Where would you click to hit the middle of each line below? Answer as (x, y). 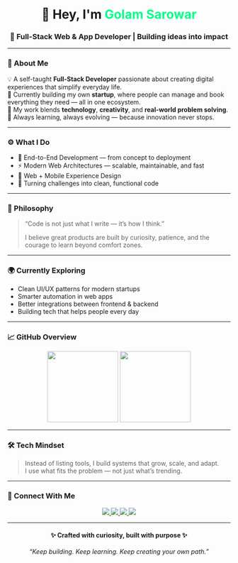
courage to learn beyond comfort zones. (84, 245)
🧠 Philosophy (30, 208)
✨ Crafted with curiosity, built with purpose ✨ (119, 535)
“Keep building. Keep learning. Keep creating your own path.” (119, 551)
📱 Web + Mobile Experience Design (69, 176)
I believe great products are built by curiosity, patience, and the (117, 238)
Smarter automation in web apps (65, 296)
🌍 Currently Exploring (46, 270)
